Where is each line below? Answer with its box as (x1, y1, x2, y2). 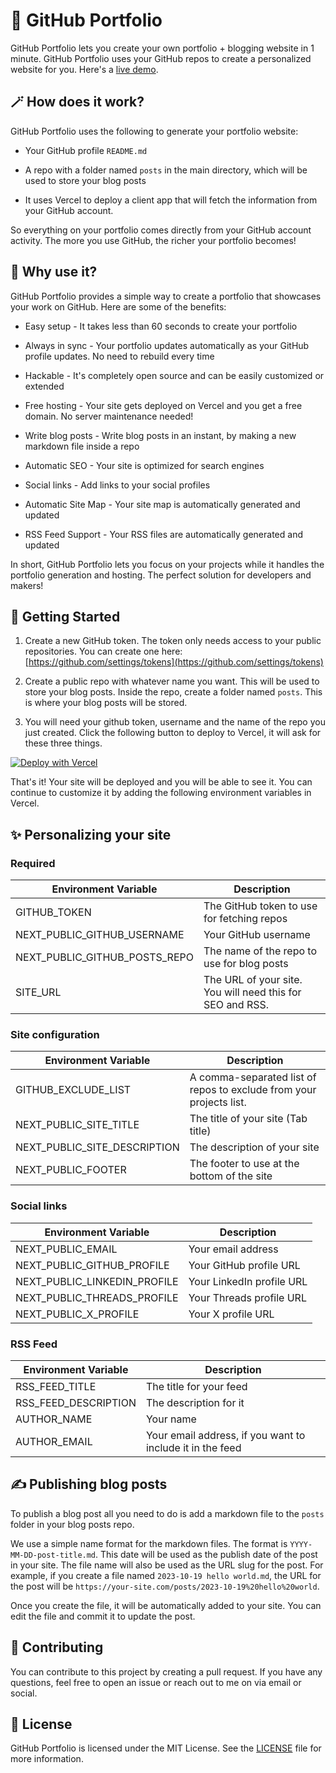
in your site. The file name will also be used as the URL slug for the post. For (10, 1559, 324, 1571)
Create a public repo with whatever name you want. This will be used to (24, 675, 320, 688)
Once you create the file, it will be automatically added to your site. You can (10, 1599, 322, 1611)
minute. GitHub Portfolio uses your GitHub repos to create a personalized (10, 52, 312, 64)
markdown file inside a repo (24, 440, 140, 452)
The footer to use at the (189, 1157, 300, 1171)
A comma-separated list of (189, 1070, 317, 1084)
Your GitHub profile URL (188, 1258, 301, 1272)
